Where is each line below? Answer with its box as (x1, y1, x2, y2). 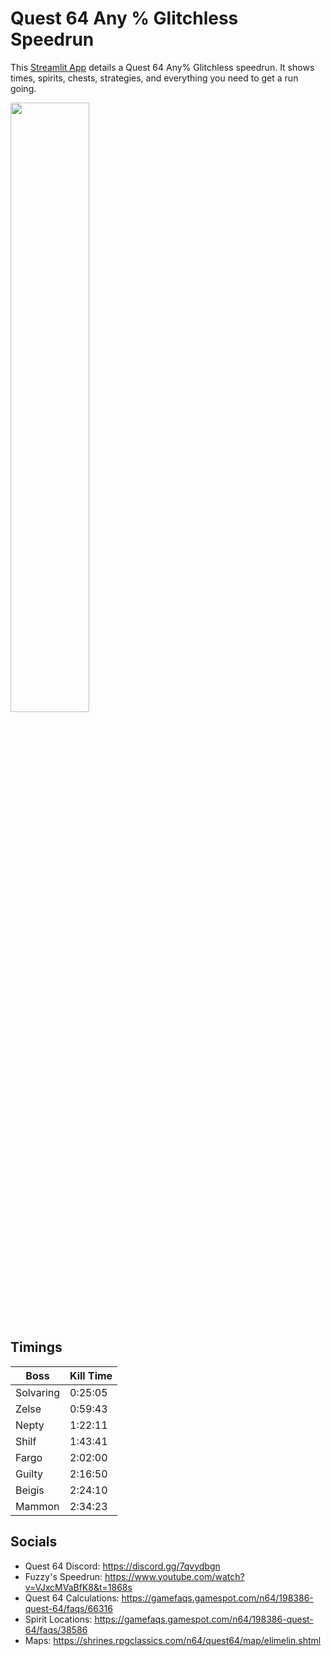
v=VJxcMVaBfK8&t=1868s (24, 1581, 133, 1593)
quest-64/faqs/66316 (24, 1602, 113, 1614)
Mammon (15, 1499, 60, 1513)
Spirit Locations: (24, 1613, 93, 1625)
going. (10, 82, 37, 94)
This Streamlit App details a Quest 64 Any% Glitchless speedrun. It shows (10, 61, 315, 73)
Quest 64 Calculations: (24, 1592, 120, 1604)
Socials (10, 1533, 58, 1551)
